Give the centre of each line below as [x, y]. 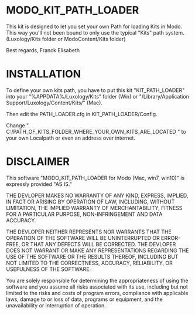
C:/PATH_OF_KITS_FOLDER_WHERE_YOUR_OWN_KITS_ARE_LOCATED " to [96, 131]
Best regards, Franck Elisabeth [43, 50]
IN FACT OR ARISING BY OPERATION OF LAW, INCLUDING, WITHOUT [90, 201]
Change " [18, 125]
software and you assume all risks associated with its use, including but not [97, 287]
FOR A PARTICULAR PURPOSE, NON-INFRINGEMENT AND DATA [84, 214]
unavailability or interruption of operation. [56, 305]
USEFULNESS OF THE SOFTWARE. [49, 269]
